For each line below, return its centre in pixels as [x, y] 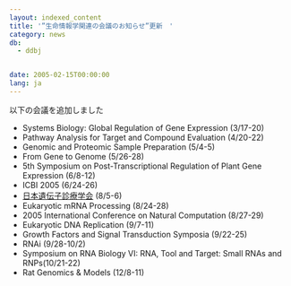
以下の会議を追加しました [56, 109]
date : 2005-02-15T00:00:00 [60, 75]
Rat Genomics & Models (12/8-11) [83, 272]
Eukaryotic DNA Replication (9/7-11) [88, 224]
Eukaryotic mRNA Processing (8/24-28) [95, 205]
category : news [38, 34]
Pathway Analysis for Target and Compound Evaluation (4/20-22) [143, 137]
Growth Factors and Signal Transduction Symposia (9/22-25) [135, 234]
